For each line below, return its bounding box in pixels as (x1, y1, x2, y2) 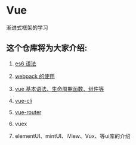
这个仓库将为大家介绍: (6, 43, 88, 53)
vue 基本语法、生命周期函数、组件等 (14, 85, 104, 92)
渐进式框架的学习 (6, 24, 48, 31)
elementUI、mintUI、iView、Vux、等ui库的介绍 (14, 132, 131, 140)
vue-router (14, 108, 42, 116)
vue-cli (14, 97, 33, 104)
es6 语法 (14, 60, 36, 67)
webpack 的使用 (14, 72, 55, 80)
